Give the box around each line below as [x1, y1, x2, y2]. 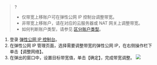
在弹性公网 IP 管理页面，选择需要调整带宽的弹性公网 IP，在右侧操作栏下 [9, 43, 153, 48]
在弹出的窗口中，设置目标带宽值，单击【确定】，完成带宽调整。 [9, 55, 135, 60]
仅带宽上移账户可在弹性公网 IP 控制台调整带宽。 [21, 14, 117, 20]
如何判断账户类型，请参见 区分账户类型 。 [21, 26, 104, 32]
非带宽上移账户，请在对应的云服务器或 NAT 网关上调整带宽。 [21, 20, 143, 26]
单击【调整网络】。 [9, 49, 46, 54]
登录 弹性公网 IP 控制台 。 [9, 36, 60, 42]
